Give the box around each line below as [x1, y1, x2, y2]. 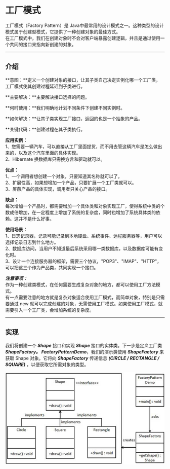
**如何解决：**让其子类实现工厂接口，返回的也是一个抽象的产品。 [5, 115, 143, 122]
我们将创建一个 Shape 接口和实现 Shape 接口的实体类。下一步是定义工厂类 [5, 342, 162, 348]
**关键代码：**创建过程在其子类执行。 [5, 126, 86, 132]
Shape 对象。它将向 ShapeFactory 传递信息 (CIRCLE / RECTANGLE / [15, 355, 159, 361]
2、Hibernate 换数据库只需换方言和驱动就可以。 [5, 156, 105, 162]
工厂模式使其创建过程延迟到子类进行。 [5, 83, 85, 89]
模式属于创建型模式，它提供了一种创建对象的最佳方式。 [5, 28, 120, 34]
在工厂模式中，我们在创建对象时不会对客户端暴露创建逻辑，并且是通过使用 [5, 35, 160, 41]
